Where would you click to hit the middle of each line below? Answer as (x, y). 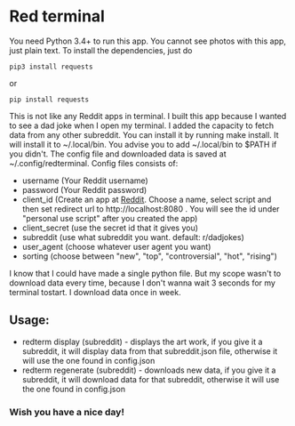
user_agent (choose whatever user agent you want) (116, 246)
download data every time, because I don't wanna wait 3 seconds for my (142, 283)
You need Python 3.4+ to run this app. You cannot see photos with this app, (148, 41)
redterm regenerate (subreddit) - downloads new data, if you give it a (149, 370)
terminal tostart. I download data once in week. (95, 292)
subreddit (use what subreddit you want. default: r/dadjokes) (133, 237)
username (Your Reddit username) (85, 181)
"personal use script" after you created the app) (110, 218)
